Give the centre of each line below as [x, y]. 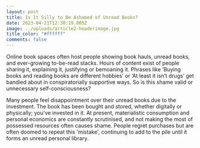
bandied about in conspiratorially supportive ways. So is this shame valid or [100, 82]
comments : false [26, 40]
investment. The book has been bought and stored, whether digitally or [94, 106]
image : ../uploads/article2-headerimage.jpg [63, 28]
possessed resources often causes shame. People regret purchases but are [100, 126]
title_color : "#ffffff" [36, 34]
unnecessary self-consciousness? [49, 88]
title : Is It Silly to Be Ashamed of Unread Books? [72, 17]
